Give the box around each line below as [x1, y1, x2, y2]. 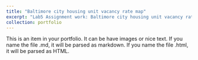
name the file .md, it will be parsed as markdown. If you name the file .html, [6, 41, 189, 48]
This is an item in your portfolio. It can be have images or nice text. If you [6, 36, 183, 43]
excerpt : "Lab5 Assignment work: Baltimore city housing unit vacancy [6, 14, 183, 20]
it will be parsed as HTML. [6, 48, 70, 55]
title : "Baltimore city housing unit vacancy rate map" [6, 8, 146, 15]
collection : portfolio [6, 19, 62, 25]
